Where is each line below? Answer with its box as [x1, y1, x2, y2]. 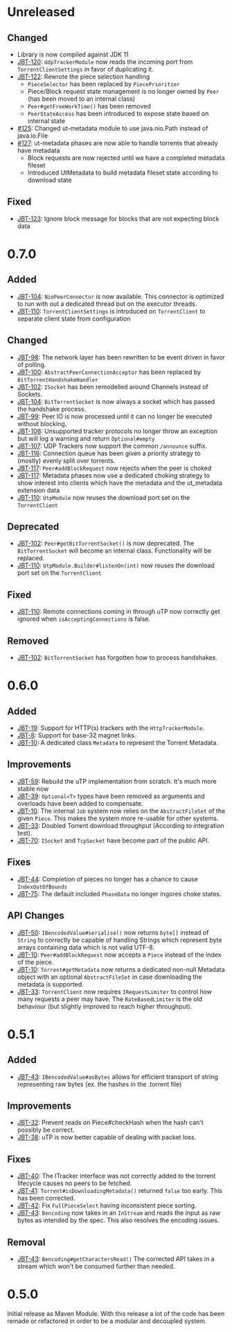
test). [17, 829, 33, 837]
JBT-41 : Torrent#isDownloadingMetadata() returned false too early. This [17, 1187, 223, 1195]
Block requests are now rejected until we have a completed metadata [27, 154, 225, 162]
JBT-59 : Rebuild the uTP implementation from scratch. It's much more [17, 777, 217, 786]
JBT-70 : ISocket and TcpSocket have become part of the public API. [17, 836, 210, 845]
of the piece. [17, 957, 54, 966]
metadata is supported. [17, 980, 84, 988]
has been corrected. [17, 1194, 75, 1203]
